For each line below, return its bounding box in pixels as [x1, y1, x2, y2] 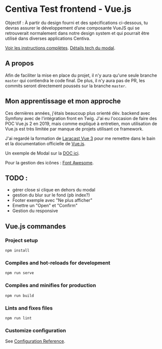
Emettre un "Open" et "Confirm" [12, 203, 78, 209]
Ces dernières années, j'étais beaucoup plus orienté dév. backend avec [5, 110, 151, 116]
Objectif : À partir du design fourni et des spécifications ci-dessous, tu [5, 20, 148, 26]
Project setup [5, 237, 38, 244]
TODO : [5, 174, 28, 182]
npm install [5, 248, 30, 253]
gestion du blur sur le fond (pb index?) [12, 192, 90, 198]
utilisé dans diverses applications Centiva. [5, 35, 91, 41]
